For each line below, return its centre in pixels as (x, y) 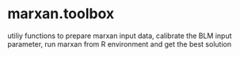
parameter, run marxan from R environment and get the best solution (119, 44)
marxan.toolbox (61, 14)
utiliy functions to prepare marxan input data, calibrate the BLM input (120, 36)
